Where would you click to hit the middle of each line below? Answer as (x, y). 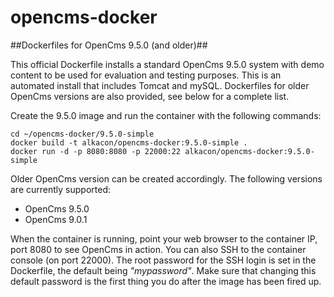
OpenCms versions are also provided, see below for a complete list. (150, 96)
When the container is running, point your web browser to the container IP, (164, 238)
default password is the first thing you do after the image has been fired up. (166, 281)
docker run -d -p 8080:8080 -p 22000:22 (96, 151)
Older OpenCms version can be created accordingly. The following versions (166, 178)
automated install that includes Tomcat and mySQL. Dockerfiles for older (160, 85)
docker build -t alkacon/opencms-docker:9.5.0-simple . (129, 142)
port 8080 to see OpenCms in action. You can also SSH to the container (158, 249)
